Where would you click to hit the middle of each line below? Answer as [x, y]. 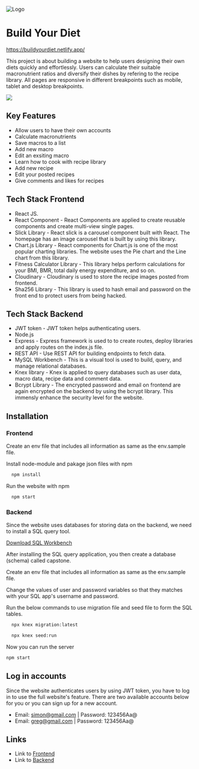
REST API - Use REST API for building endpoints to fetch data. [90, 353]
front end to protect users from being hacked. [70, 295]
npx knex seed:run [34, 635]
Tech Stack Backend [45, 314]
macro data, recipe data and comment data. [68, 379]
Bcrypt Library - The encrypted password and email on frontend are [98, 385]
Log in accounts [36, 676]
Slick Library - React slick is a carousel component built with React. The [102, 232]
